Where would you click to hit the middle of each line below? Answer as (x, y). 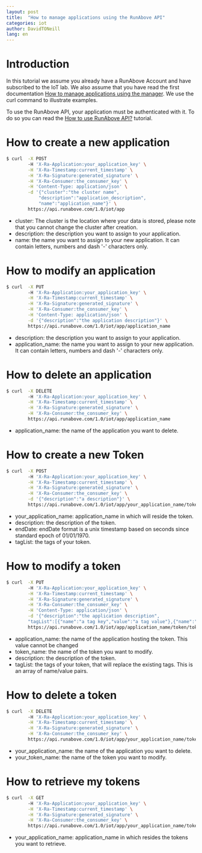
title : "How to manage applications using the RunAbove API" (86, 18)
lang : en (17, 34)
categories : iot (26, 23)
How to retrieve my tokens (73, 782)
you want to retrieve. (41, 844)
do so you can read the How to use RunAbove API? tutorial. (80, 118)
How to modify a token (64, 567)
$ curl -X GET (25, 797)
